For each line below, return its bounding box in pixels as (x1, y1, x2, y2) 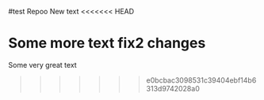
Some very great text (8, 60, 77, 69)
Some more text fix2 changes (8, 35, 206, 52)
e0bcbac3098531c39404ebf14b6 (146, 75, 257, 85)
